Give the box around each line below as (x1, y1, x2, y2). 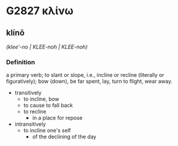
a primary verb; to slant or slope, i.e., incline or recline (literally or (6, 72, 164, 79)
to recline (23, 108, 47, 115)
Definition (6, 58, 35, 66)
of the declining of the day (32, 133, 97, 140)
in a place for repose (32, 114, 83, 122)
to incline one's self (23, 127, 71, 134)
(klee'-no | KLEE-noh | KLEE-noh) (6, 43, 88, 50)
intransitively (14, 121, 46, 128)
